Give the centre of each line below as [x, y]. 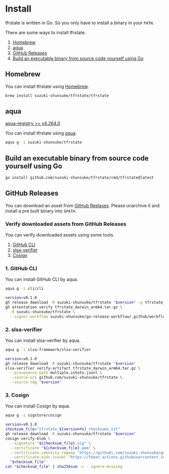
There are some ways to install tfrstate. [46, 32]
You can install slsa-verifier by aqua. [43, 340]
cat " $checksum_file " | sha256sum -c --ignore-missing [64, 467]
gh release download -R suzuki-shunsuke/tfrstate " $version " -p [74, 303]
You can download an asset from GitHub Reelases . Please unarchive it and [82, 205]
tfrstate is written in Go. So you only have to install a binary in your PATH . [80, 23]
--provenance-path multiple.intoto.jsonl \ [56, 373]
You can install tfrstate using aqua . [41, 133]
